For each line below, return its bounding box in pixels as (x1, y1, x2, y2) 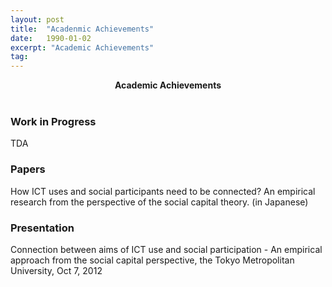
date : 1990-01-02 (10, 33, 92, 43)
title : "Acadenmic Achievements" (10, 24, 155, 34)
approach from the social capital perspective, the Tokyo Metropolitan (10, 254, 295, 266)
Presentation (10, 221, 75, 235)
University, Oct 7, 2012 (10, 265, 103, 277)
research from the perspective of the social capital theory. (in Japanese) (10, 196, 309, 208)
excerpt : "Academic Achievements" (10, 42, 155, 53)
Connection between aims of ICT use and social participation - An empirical (10, 244, 323, 256)
